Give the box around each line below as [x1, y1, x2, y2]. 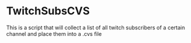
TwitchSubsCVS [6, 4, 90, 18]
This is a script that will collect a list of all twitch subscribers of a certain [6, 24, 186, 31]
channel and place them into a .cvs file [6, 30, 102, 37]
